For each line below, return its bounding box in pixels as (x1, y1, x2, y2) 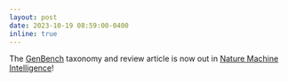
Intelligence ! (9, 63, 55, 73)
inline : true (9, 29, 58, 38)
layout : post (9, 12, 58, 22)
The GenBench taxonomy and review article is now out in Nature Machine (9, 54, 279, 64)
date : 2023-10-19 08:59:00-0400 (9, 21, 129, 30)
